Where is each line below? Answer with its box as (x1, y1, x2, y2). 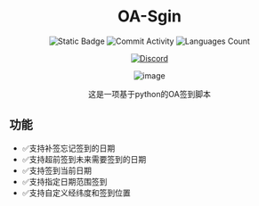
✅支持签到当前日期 (21, 165, 92, 176)
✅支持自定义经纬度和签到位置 (21, 187, 131, 198)
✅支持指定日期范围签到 (21, 176, 108, 186)
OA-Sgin (117, 6, 182, 27)
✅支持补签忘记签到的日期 (21, 143, 116, 153)
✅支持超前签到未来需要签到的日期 (21, 153, 147, 164)
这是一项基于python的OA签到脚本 (88, 88, 211, 99)
